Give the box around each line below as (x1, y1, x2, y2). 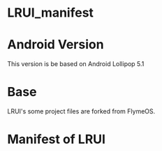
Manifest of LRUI (7, 132, 106, 148)
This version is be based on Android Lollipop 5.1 (7, 60, 145, 68)
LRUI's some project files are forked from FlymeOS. (7, 107, 156, 116)
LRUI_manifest (7, 5, 94, 21)
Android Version (7, 37, 104, 53)
